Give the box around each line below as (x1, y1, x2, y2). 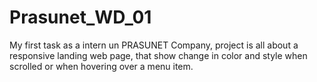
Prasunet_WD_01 (9, 6, 152, 29)
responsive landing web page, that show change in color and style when (9, 49, 308, 61)
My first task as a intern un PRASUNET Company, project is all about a (9, 39, 299, 51)
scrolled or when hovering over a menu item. (9, 60, 194, 72)
